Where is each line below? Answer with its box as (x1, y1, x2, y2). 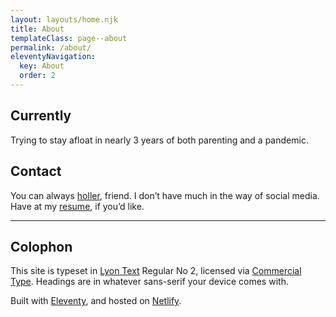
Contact (10, 163, 62, 180)
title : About (10, 24, 65, 34)
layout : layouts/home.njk (10, 14, 118, 25)
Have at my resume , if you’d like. (10, 200, 145, 212)
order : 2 (19, 71, 56, 81)
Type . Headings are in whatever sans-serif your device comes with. (10, 276, 289, 288)
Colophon (10, 238, 73, 255)
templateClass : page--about (10, 33, 128, 43)
